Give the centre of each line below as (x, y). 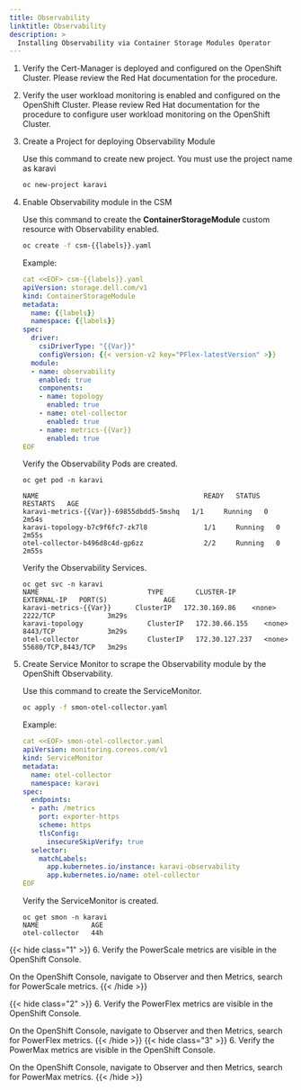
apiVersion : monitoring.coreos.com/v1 (95, 750)
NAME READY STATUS (141, 496)
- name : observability (73, 371)
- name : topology (71, 397)
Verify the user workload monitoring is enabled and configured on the (151, 95)
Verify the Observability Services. (84, 568)
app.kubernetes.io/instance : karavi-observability (143, 867)
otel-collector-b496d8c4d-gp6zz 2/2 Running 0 (151, 544)
